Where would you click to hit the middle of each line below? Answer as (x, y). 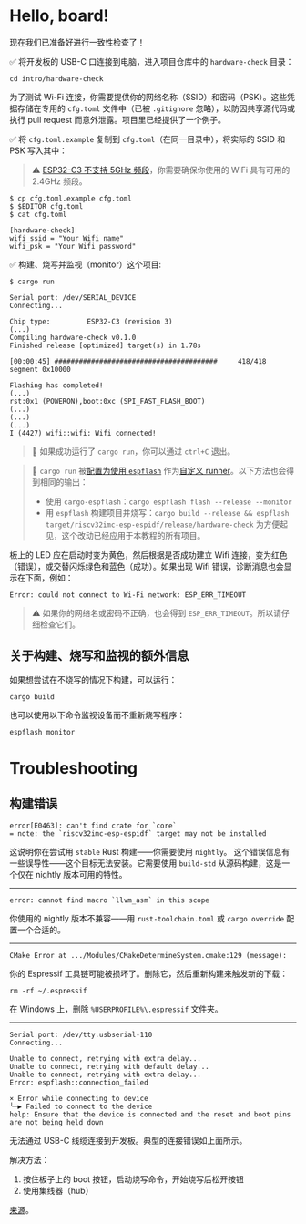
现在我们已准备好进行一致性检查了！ (77, 42)
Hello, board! (59, 16)
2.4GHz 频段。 (59, 181)
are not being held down (56, 1122)
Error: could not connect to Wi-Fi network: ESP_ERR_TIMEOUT (128, 595)
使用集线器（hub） (58, 1190)
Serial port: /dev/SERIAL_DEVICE (73, 297)
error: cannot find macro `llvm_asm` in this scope (109, 900)
